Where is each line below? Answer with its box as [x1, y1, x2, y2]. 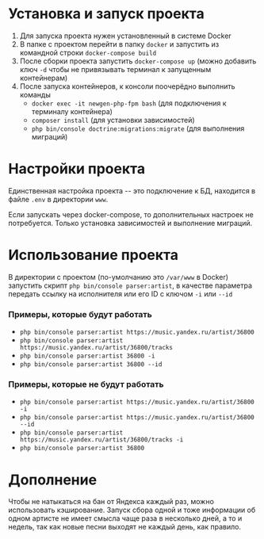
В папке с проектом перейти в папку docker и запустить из [19, 39, 220, 48]
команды [19, 90, 52, 99]
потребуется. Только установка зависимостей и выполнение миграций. [8, 218, 253, 227]
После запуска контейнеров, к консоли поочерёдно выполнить [19, 81, 235, 91]
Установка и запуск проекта [8, 5, 205, 23]
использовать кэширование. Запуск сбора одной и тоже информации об [8, 505, 256, 515]
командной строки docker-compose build [19, 48, 157, 57]
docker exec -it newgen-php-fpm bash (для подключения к [31, 98, 228, 108]
